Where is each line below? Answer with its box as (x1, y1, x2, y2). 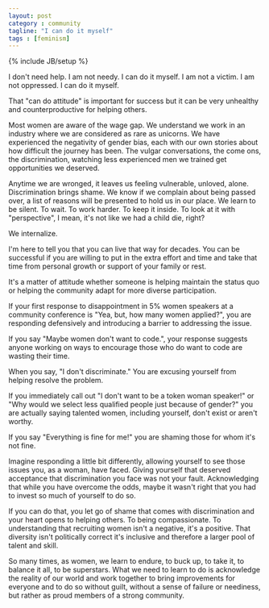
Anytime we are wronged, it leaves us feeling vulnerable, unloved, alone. (8, 179, 250, 189)
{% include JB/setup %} (8, 56, 89, 66)
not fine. (8, 441, 36, 451)
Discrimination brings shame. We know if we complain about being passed (8, 187, 256, 198)
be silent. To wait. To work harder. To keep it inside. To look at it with (8, 205, 236, 214)
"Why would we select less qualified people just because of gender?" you (8, 400, 254, 410)
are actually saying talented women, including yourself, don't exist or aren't (8, 408, 258, 418)
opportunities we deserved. (8, 163, 100, 173)
